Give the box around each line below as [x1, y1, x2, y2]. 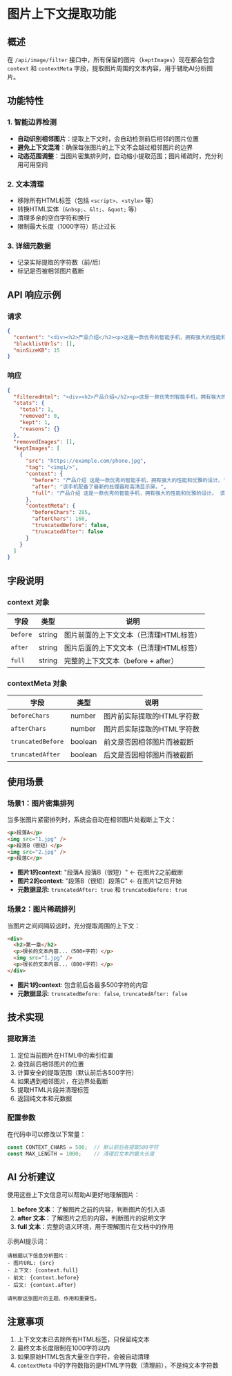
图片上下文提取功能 [7, 6, 117, 22]
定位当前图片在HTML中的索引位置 [17, 1051, 114, 1059]
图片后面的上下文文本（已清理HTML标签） [64, 643, 202, 653]
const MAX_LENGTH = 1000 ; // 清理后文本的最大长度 [7, 1150, 155, 1157]
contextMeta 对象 [7, 678, 67, 688]
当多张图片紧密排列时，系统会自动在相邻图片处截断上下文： [7, 815, 177, 823]
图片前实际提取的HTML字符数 [103, 711, 200, 721]
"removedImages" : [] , [13, 438, 76, 446]
